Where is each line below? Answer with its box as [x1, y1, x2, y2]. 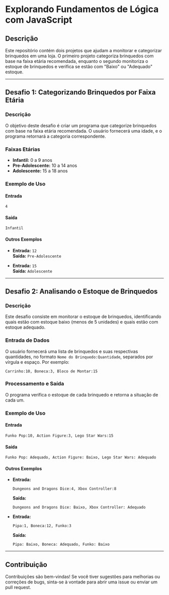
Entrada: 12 [12, 247, 37, 253]
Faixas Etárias [5, 146, 40, 153]
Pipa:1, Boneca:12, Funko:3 [12, 524, 71, 529]
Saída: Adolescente [12, 268, 53, 274]
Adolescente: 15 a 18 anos [12, 167, 68, 174]
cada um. [5, 397, 25, 403]
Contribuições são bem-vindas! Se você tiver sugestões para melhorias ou [5, 574, 160, 580]
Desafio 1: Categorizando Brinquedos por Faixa [5, 88, 156, 96]
